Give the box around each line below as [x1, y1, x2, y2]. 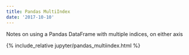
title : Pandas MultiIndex [6, 8, 70, 15]
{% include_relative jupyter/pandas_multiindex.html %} [6, 42, 141, 49]
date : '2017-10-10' [6, 14, 55, 20]
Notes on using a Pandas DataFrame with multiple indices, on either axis [6, 30, 183, 37]
